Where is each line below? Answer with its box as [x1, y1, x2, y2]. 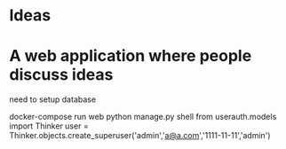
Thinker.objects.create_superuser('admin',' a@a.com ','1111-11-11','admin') [9, 130, 271, 141]
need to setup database [9, 94, 96, 105]
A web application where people [9, 46, 252, 67]
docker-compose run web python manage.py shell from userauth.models [9, 112, 277, 122]
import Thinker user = [9, 121, 89, 131]
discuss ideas [9, 65, 114, 85]
